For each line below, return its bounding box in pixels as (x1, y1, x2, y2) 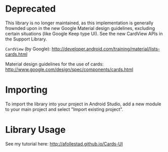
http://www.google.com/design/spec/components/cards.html (5, 66, 134, 72)
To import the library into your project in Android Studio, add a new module (5, 101, 161, 107)
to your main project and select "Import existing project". (5, 106, 123, 112)
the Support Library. (5, 36, 47, 42)
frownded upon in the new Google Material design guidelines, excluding (5, 25, 155, 31)
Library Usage (5, 124, 66, 136)
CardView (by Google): (5, 46, 51, 52)
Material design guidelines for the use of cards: (5, 61, 104, 67)
